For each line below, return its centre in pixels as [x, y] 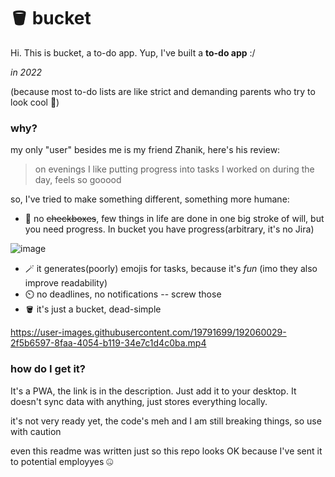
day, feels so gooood [78, 180]
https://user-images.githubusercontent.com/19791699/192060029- [148, 332]
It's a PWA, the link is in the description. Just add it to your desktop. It [153, 391]
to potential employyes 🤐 [62, 461]
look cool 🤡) [35, 102]
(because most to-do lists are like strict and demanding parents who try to [163, 91]
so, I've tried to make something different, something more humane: [150, 199]
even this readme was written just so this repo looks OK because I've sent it [166, 451]
